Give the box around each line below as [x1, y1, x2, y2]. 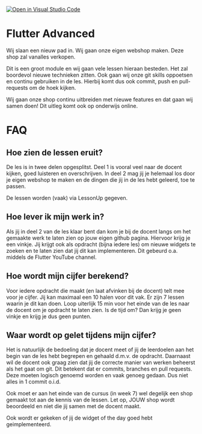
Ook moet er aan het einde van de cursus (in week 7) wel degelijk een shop [6, 390, 193, 397]
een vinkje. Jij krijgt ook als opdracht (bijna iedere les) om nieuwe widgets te [6, 240, 196, 247]
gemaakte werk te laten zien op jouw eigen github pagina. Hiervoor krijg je [6, 234, 191, 241]
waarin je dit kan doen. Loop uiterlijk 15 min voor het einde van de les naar [6, 299, 190, 307]
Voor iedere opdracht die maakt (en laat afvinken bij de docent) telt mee [6, 287, 185, 294]
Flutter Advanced [6, 27, 95, 40]
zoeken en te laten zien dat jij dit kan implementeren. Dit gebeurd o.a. [6, 247, 178, 254]
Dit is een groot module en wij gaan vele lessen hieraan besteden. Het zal [6, 65, 188, 72]
